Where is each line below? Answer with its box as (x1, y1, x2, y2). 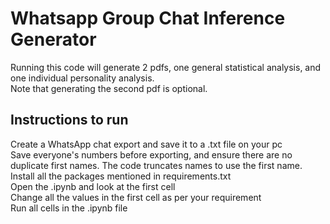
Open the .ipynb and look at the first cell (10, 180, 176, 192)
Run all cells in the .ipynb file (10, 202, 128, 214)
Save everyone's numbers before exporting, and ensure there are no (10, 148, 293, 161)
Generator (10, 28, 97, 51)
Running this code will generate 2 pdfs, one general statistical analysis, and (10, 61, 322, 73)
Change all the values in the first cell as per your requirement (10, 191, 262, 203)
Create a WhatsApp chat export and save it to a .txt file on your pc (10, 138, 283, 150)
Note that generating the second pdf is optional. (10, 82, 208, 94)
